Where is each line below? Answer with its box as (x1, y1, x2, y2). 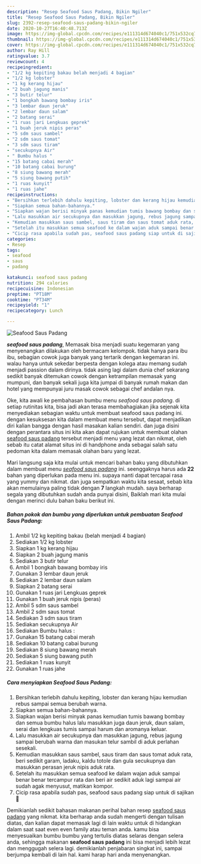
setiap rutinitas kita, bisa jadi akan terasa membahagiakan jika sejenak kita (7, 403, 190, 410)
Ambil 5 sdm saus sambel (15, 602, 79, 609)
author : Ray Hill (7, 48, 50, 54)
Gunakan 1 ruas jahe (15, 665, 66, 672)
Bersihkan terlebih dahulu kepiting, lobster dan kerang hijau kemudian (15, 693, 187, 701)
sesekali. (15, 744, 38, 751)
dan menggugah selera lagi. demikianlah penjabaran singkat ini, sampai (7, 844, 183, 851)
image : (7, 31, 23, 37)
